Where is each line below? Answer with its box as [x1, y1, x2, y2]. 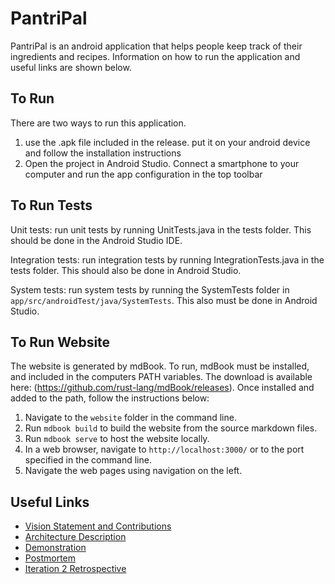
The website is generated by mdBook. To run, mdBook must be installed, [10, 360, 310, 372]
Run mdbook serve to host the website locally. [24, 433, 210, 445]
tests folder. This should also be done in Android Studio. [10, 264, 242, 276]
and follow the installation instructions [24, 147, 182, 159]
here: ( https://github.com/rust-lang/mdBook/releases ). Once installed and [10, 382, 315, 394]
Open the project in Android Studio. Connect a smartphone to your [24, 157, 300, 169]
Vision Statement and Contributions [24, 520, 172, 532]
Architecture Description [24, 531, 127, 543]
